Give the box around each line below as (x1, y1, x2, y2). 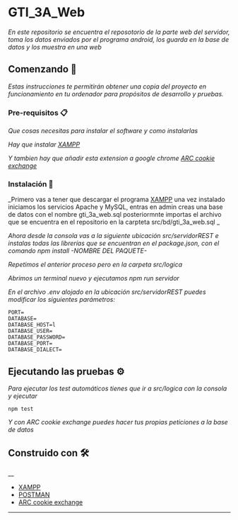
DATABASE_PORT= (8, 340, 53, 347)
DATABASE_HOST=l (8, 322, 56, 329)
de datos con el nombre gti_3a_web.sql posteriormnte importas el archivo (8, 210, 222, 219)
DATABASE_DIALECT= (8, 346, 62, 354)
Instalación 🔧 (8, 179, 54, 188)
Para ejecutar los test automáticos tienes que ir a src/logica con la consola (8, 384, 227, 393)
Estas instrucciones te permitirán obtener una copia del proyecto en (8, 82, 207, 91)
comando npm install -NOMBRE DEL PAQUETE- (8, 247, 148, 255)
